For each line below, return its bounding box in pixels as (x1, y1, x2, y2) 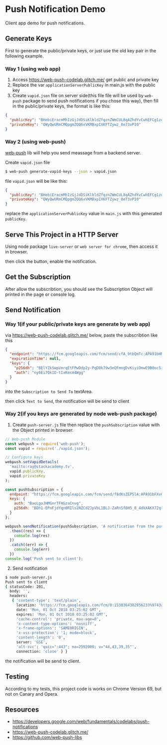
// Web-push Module (5, 437, 46, 442)
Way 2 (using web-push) (5, 138, 66, 145)
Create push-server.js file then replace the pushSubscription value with (12, 422, 160, 428)
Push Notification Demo (5, 3, 106, 15)
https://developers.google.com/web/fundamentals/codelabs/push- (12, 719, 150, 725)
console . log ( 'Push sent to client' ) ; (5, 556, 83, 561)
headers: (9, 594, 28, 599)
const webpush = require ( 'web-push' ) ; (5, 441, 85, 446)
